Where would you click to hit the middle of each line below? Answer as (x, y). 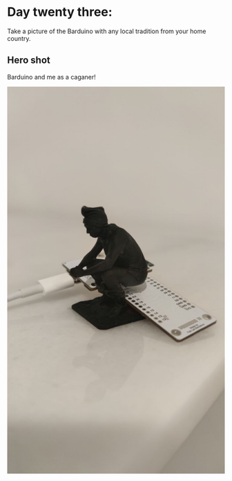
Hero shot (29, 60)
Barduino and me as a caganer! (52, 77)
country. (19, 38)
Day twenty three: (60, 12)
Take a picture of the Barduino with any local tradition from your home (107, 31)
